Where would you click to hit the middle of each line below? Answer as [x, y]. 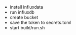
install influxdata [26, 7]
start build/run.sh [27, 28]
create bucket [24, 17]
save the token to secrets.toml [40, 22]
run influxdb [22, 12]
